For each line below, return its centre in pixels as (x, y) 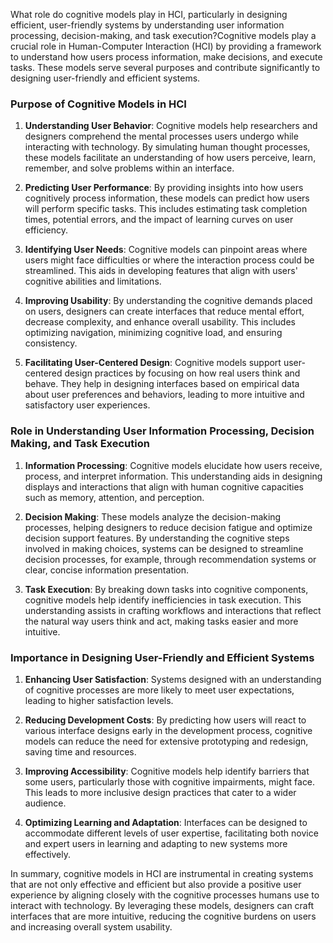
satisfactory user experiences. (87, 405)
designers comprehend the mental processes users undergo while (161, 136)
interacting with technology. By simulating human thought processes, (167, 147)
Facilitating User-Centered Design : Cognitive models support (153, 363)
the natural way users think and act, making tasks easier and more (161, 621)
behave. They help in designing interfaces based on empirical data (162, 384)
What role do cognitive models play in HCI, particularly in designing (149, 14)
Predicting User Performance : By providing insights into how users (164, 188)
